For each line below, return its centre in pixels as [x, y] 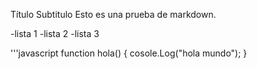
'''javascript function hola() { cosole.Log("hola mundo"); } [129, 53]
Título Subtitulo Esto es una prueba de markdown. [113, 14]
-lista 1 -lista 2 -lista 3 [55, 33]
